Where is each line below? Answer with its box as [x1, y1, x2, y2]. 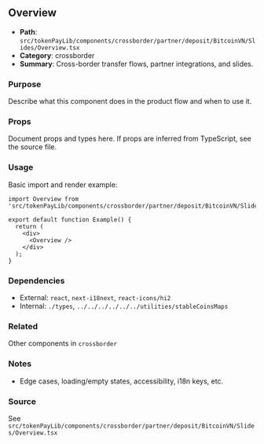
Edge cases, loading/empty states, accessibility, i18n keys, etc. [19, 376, 224, 386]
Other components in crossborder [8, 339, 118, 348]
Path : [19, 27, 38, 36]
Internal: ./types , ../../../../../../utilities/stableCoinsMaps [19, 302, 229, 310]
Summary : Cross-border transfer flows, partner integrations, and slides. [19, 59, 254, 68]
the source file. [8, 142, 57, 152]
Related [8, 321, 38, 332]
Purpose [8, 79, 42, 90]
